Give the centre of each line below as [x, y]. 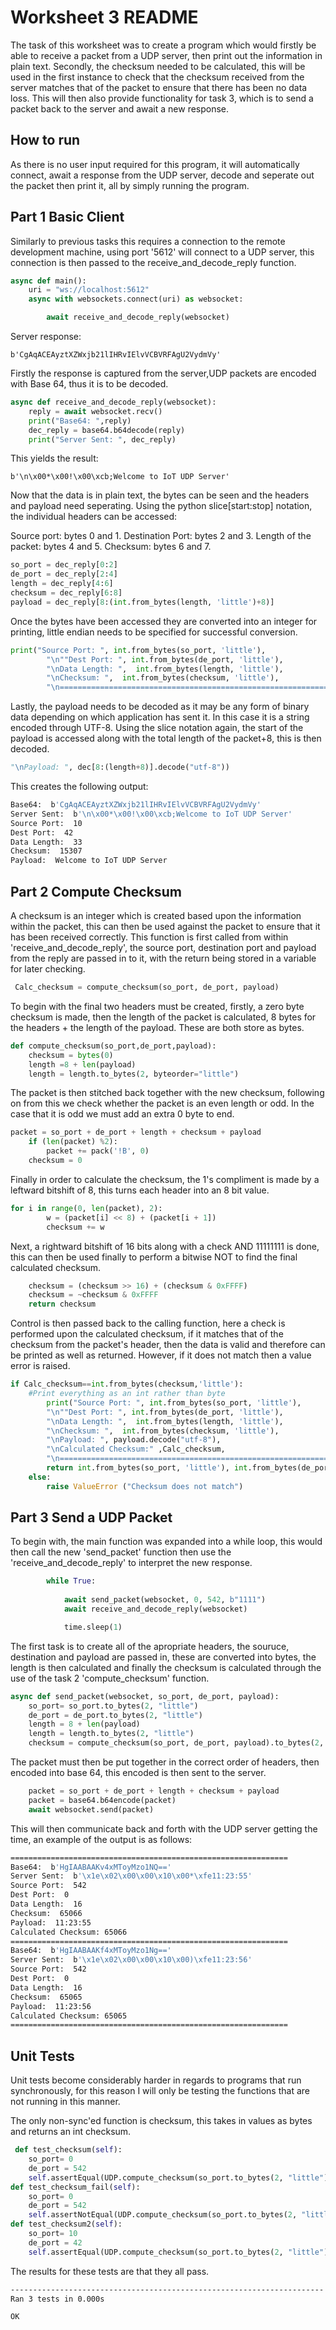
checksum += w [75, 1227]
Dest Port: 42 [42, 832]
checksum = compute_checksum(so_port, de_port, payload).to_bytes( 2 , [176, 1743]
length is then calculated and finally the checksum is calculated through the [166, 1667]
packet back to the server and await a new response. [120, 108]
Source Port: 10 [46, 823]
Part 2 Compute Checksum [96, 891]
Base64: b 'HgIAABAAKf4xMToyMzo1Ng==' [91, 1951]
